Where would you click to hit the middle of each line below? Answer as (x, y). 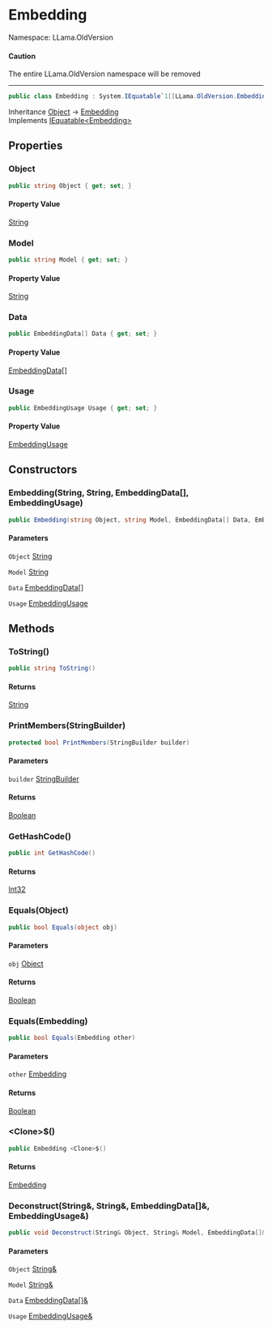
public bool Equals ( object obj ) (63, 927)
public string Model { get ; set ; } (68, 260)
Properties (36, 146)
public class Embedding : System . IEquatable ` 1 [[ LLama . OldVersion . (123, 96)
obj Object (26, 963)
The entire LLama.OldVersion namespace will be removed (104, 74)
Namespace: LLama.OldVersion (61, 37)
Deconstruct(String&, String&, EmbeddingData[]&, (109, 1206)
